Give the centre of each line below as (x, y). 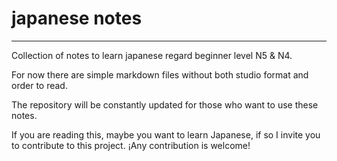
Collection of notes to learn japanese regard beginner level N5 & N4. (152, 55)
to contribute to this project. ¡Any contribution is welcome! (131, 145)
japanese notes (77, 18)
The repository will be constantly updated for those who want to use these (165, 104)
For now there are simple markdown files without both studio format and (160, 74)
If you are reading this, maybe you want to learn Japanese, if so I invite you (166, 134)
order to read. (39, 85)
